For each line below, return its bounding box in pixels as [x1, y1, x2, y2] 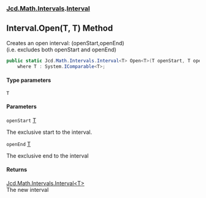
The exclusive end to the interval [6, 152, 89, 159]
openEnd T [6, 140, 31, 147]
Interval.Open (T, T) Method [6, 23, 113, 34]
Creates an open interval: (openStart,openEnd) [6, 39, 124, 46]
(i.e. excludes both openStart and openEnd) [6, 46, 116, 53]
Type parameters [6, 76, 51, 84]
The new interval [6, 186, 49, 194]
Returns [6, 166, 28, 174]
